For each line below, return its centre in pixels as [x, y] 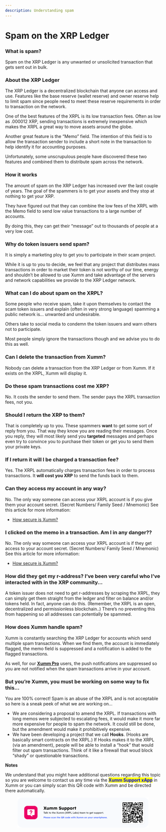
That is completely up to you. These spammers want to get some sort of [79, 426]
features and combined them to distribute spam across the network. [74, 162]
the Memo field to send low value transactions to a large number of [73, 211]
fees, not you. [19, 402]
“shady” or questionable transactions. [51, 755]
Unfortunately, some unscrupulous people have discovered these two [76, 157]
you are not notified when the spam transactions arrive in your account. [78, 669]
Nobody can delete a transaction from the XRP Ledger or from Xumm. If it [80, 368]
